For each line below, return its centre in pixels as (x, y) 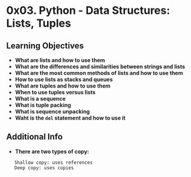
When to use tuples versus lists (55, 92)
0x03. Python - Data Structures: (88, 11)
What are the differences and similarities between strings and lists (100, 66)
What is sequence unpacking (52, 111)
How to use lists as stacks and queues (64, 79)
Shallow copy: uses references (54, 163)
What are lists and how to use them (60, 60)
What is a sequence (40, 98)
